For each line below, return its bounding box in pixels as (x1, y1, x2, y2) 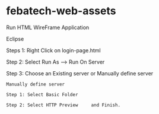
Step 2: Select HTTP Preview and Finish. (6, 102, 120, 108)
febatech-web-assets (6, 4, 116, 18)
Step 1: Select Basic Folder (6, 91, 78, 97)
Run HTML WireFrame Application (6, 24, 90, 31)
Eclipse (6, 35, 24, 42)
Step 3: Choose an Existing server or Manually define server (6, 69, 154, 77)
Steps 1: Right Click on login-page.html (6, 46, 101, 54)
